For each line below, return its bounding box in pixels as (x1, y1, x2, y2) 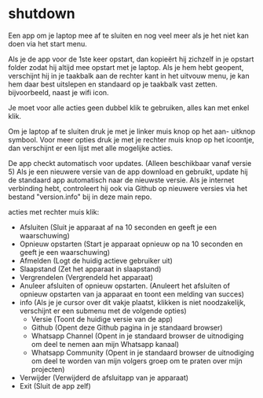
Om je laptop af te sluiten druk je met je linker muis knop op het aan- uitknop (8, 127, 256, 136)
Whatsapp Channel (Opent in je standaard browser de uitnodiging (31, 331, 244, 341)
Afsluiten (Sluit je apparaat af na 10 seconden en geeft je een (19, 222, 217, 232)
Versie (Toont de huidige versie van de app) (31, 314, 174, 323)
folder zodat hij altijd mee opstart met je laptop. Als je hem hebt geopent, (8, 62, 244, 72)
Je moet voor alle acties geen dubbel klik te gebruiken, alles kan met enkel (8, 103, 250, 112)
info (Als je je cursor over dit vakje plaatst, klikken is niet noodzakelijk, (19, 297, 246, 307)
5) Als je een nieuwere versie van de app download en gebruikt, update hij (8, 167, 249, 176)
